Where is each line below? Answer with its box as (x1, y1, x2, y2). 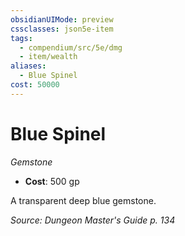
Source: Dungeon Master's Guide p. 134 (10, 214, 176, 226)
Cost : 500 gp (24, 175, 80, 187)
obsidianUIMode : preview (10, 14, 114, 25)
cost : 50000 (10, 80, 60, 90)
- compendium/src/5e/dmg (19, 42, 123, 53)
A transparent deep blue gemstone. (10, 194, 157, 206)
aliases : (10, 61, 47, 71)
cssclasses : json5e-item (10, 24, 114, 34)
